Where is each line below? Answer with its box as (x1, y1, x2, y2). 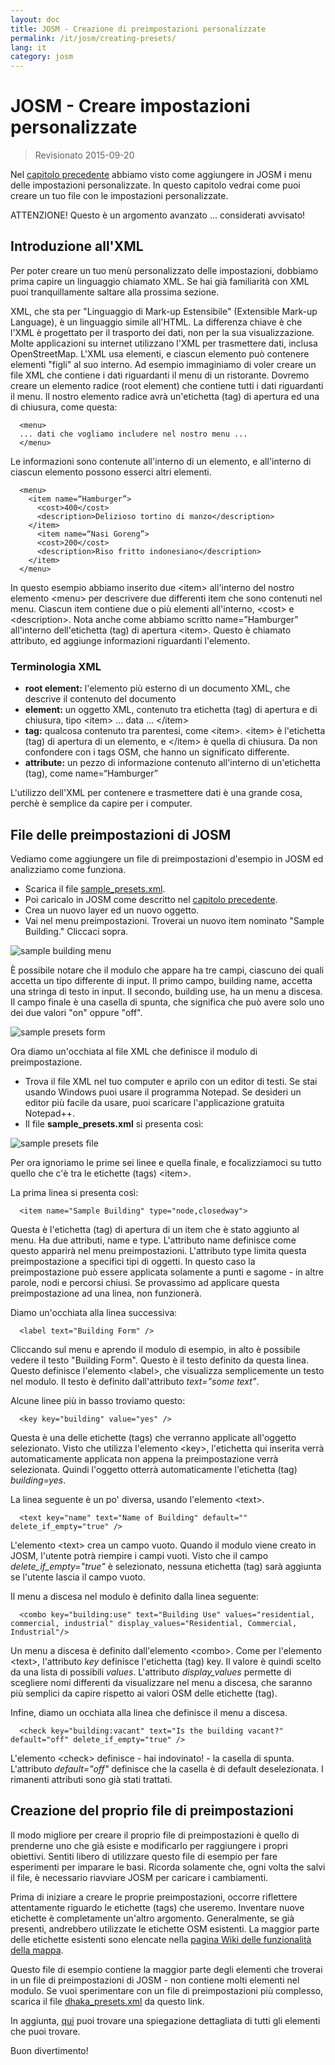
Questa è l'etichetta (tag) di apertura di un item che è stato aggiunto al (10, 1223, 300, 1235)
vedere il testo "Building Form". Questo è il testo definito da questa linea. (10, 1354, 309, 1366)
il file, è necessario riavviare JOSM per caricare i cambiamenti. (10, 1871, 269, 1883)
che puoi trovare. (10, 2025, 81, 2037)
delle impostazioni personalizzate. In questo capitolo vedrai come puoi (10, 179, 301, 191)
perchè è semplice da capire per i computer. (10, 797, 193, 810)
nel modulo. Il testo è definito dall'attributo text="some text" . (10, 1375, 260, 1387)
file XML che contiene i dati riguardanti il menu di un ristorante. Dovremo (10, 369, 310, 381)
